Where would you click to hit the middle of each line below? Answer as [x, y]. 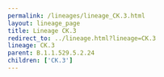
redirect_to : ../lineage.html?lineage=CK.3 [82, 38]
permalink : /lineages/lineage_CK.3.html [77, 16]
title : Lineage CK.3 [42, 30]
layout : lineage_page [44, 23]
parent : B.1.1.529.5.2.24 [51, 53]
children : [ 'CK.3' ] [40, 61]
